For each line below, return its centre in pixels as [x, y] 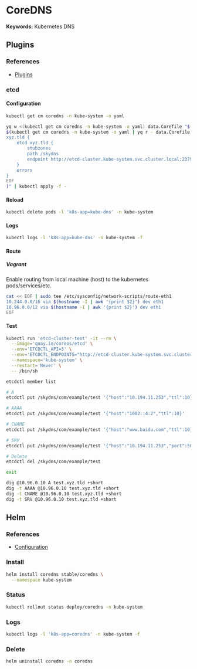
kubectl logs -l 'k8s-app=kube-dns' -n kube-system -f [74, 238]
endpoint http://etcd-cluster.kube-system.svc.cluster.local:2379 [110, 159]
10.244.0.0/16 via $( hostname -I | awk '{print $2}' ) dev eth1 [85, 302]
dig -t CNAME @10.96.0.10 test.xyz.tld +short [64, 494]
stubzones [39, 148]
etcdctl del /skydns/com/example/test [53, 462]
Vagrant [16, 264]
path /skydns [43, 154]
